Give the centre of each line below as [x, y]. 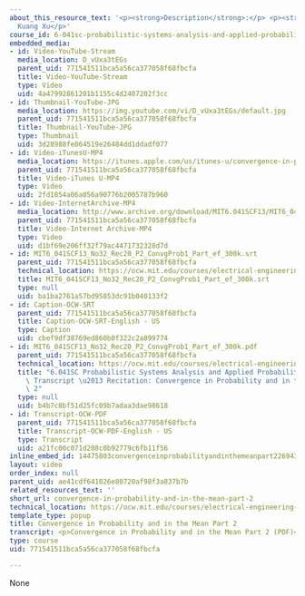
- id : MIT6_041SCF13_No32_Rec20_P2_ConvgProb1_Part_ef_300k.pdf [133, 347]
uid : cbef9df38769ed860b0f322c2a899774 [93, 338]
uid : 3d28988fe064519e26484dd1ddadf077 [93, 144]
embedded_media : [40, 43]
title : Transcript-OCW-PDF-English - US [95, 431]
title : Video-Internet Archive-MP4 [85, 229]
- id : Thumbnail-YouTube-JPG [64, 102]
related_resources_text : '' [63, 490]
